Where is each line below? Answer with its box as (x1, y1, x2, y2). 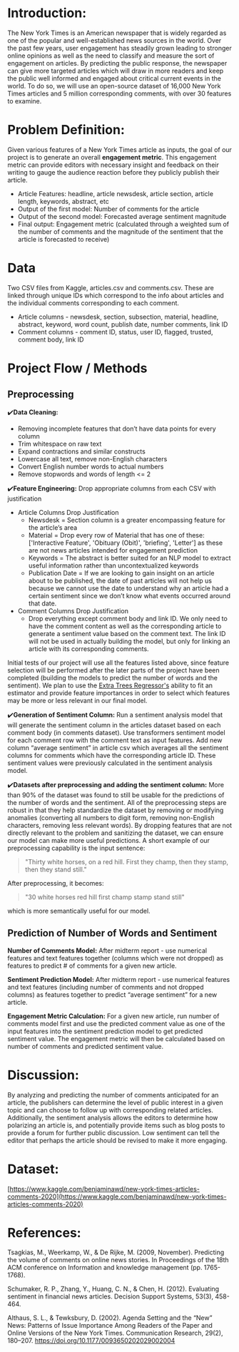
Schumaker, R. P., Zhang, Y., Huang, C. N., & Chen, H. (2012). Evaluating (7, 1285, 220, 1294)
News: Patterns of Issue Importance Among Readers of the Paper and (7, 1321, 213, 1330)
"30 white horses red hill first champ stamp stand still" (24, 893, 185, 901)
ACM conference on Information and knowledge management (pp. (7, 1264, 203, 1272)
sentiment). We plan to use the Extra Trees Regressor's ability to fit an (7, 681, 213, 690)
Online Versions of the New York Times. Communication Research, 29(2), (7, 1328, 223, 1338)
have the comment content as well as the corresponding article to (28, 622, 222, 630)
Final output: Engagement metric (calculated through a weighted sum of (17, 220, 230, 228)
